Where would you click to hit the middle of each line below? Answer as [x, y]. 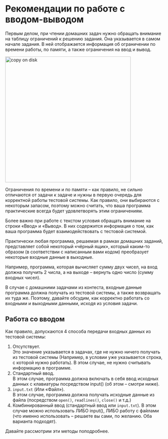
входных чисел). [23, 277]
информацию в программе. [42, 368]
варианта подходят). [34, 421]
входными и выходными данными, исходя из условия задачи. [71, 303]
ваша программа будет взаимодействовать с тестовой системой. [76, 231]
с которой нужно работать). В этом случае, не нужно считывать [81, 362]
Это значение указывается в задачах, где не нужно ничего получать [86, 352]
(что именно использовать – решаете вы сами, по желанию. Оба [82, 416]
